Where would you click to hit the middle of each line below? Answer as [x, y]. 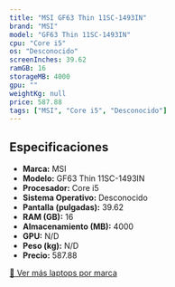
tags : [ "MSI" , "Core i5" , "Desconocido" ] [88, 110]
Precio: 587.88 [50, 255]
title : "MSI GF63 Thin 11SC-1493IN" [78, 18]
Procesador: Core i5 [60, 188]
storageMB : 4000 [40, 77]
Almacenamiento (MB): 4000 [78, 226]
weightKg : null [38, 93]
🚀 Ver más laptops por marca [63, 273]
